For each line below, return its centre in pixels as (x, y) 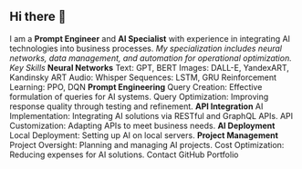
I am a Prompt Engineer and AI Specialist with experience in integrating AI (150, 38)
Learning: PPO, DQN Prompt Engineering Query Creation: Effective (136, 86)
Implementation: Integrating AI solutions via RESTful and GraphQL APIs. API (151, 115)
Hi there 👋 (38, 17)
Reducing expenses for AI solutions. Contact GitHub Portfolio (124, 154)
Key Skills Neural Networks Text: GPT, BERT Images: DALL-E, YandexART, (150, 67)
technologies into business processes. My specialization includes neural (146, 48)
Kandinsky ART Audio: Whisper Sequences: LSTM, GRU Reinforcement (143, 77)
